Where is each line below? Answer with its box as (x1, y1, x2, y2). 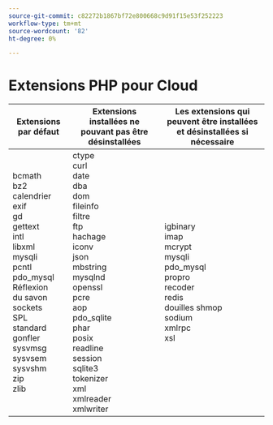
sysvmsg (12, 342, 47, 354)
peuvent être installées (166, 116, 258, 127)
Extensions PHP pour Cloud (8, 76, 198, 95)
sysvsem (12, 353, 47, 364)
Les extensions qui (175, 106, 250, 118)
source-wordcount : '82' (8, 27, 89, 35)
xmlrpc (164, 322, 191, 333)
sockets (12, 302, 43, 313)
